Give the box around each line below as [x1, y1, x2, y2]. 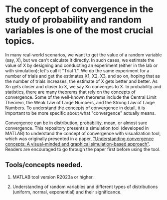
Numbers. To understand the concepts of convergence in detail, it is [5, 105, 146, 111]
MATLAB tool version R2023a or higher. [12, 174, 94, 180]
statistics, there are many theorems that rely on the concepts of [5, 89, 136, 95]
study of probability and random [5, 14, 142, 25]
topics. [5, 35, 35, 47]
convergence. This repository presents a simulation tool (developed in [5, 125, 149, 131]
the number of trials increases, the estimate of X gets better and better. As [5, 78, 158, 84]
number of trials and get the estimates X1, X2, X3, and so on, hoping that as [5, 73, 161, 79]
